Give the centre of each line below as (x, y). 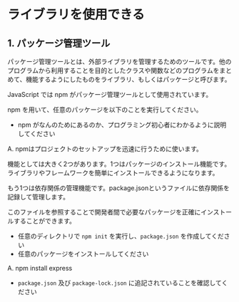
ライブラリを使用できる (76, 15)
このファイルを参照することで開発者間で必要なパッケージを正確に (104, 212)
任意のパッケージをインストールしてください (83, 254)
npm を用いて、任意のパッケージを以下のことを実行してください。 (105, 110)
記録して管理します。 (39, 197)
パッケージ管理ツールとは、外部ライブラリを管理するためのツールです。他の (119, 62)
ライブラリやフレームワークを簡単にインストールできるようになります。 (113, 173)
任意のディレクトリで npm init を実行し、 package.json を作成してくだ (121, 236)
